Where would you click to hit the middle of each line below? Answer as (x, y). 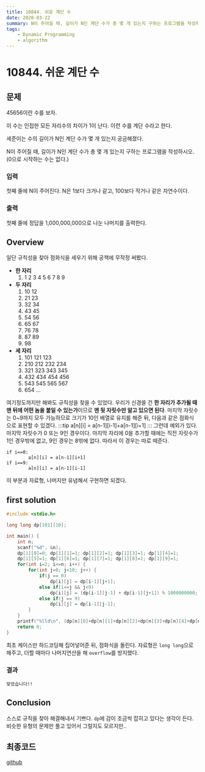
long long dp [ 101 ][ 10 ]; (37, 525)
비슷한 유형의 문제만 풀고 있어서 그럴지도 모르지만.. (67, 726)
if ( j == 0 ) (53, 576)
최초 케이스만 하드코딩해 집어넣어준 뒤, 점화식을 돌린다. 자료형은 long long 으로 (100, 645)
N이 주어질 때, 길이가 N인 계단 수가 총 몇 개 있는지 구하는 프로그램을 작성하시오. (100, 151)
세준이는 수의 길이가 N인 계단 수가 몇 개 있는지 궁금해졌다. (75, 139)
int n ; (26, 542)
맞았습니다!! (20, 684)
